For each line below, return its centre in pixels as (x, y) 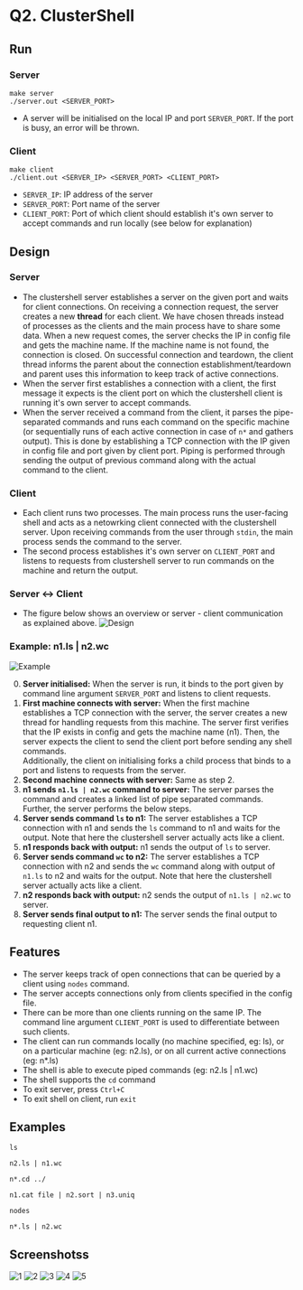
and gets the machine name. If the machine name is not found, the (146, 345)
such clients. (46, 1032)
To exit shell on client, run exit (79, 1098)
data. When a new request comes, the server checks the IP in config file (156, 335)
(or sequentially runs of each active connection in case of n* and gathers (158, 431)
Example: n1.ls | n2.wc (60, 647)
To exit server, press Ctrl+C (73, 1089)
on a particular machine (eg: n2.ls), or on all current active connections (154, 1051)
